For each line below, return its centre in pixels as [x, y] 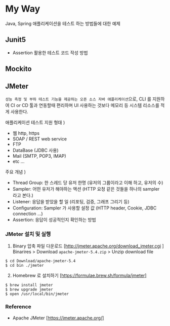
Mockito [18, 69]
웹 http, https [26, 133]
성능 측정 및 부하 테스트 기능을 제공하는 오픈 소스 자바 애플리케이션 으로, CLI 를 [78, 99]
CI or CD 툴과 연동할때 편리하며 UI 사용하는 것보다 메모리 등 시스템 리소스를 [85, 105]
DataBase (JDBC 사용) [36, 150]
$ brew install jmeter [29, 285]
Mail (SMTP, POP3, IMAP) [39, 156]
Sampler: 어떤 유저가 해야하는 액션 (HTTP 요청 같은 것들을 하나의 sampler [86, 189]
